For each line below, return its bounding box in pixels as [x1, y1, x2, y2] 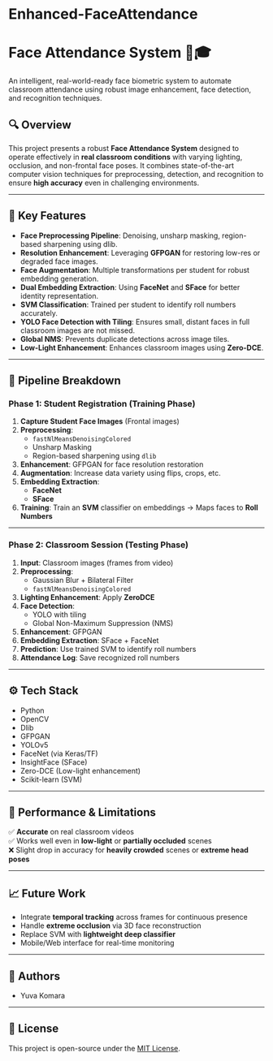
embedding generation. [19, 274, 99, 283]
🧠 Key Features [8, 209, 87, 223]
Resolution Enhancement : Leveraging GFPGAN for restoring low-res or [19, 248, 261, 257]
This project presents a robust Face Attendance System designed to [8, 143, 240, 153]
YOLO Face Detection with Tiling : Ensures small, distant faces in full [19, 317, 250, 326]
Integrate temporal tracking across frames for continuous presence [19, 912, 248, 922]
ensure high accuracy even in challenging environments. [8, 178, 200, 188]
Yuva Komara [19, 990, 66, 1000]
